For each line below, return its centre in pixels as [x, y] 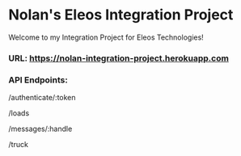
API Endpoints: [38, 80]
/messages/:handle [40, 129]
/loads [19, 113]
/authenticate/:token [42, 98]
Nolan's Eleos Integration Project [121, 15]
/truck [18, 145]
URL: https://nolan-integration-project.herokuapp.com [118, 58]
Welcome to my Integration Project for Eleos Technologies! [106, 37]
